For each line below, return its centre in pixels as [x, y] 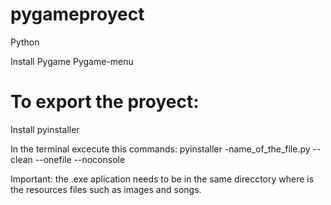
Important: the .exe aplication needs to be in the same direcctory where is [162, 179]
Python [25, 42]
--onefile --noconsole [80, 159]
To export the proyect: [105, 102]
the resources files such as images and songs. [106, 189]
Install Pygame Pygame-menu [72, 61]
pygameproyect [77, 14]
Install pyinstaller [45, 129]
